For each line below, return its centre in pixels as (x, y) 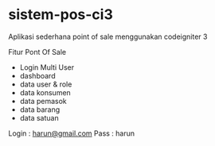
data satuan (39, 117)
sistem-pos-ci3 (61, 15)
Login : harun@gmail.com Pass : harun (72, 133)
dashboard (37, 75)
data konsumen (45, 92)
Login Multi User (47, 67)
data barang (40, 109)
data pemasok (43, 101)
